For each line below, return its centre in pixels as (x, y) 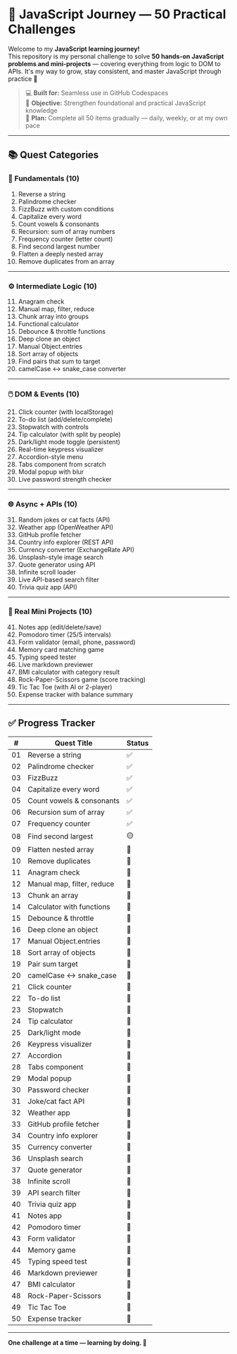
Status (137, 743)
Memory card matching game (61, 649)
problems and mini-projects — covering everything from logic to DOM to (114, 63)
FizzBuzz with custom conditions (66, 209)
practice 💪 (23, 79)
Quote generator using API (57, 564)
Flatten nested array (61, 849)
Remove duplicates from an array (66, 261)
